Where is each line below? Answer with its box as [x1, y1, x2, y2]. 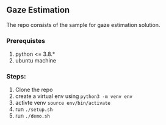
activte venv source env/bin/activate [15, 99, 111, 107]
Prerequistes [6, 36, 46, 45]
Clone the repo [15, 86, 53, 94]
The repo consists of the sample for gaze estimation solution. [6, 21, 161, 28]
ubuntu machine [15, 57, 57, 64]
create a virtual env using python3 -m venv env [15, 93, 133, 100]
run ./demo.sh [15, 112, 50, 119]
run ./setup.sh [15, 105, 53, 113]
